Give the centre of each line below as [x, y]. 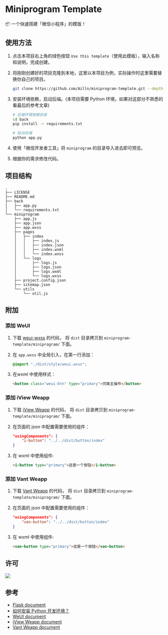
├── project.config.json [40, 280]
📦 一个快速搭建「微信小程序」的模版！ [46, 24]
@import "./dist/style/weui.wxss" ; [50, 364]
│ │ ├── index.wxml [39, 249]
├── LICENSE [18, 192]
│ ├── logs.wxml [38, 271]
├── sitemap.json [32, 285]
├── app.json [28, 223]
